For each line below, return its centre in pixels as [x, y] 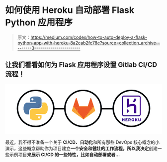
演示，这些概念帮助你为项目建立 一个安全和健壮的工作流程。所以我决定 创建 [81, 149]
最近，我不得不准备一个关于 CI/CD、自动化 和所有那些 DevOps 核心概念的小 [83, 142]
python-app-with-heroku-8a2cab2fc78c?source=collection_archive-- [89, 43]
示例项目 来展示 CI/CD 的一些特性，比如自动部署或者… [65, 155]
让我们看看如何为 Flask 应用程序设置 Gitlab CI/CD [81, 65]
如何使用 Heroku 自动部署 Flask [70, 10]
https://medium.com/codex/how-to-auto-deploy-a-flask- [89, 37]
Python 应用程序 [39, 23]
